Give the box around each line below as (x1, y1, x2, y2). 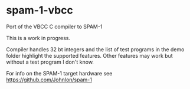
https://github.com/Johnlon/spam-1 (6, 76, 93, 83)
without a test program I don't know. (6, 58, 94, 65)
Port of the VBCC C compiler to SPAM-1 (6, 23, 103, 30)
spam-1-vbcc (6, 4, 74, 17)
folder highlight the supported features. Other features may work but (6, 52, 173, 59)
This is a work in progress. (6, 34, 71, 41)
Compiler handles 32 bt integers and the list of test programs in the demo (6, 45, 185, 53)
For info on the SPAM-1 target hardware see (6, 70, 113, 77)
